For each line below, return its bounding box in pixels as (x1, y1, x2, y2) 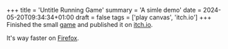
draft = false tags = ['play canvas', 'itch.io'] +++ (75, 13, 212, 21)
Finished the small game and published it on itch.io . (6, 21, 153, 28)
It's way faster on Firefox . (6, 34, 80, 42)
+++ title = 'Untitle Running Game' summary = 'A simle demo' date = (6, 6, 202, 14)
